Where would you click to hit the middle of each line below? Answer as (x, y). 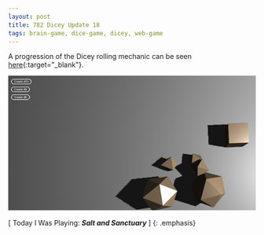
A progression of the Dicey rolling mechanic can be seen (100, 57)
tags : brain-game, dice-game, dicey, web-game (86, 33)
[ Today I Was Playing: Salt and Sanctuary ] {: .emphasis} (102, 222)
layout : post (29, 17)
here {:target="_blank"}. (46, 65)
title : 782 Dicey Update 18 (54, 25)
